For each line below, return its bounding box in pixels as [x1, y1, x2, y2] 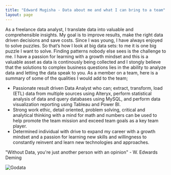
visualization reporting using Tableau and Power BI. [12, 101, 121, 107]
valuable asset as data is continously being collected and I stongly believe [5, 59, 161, 65]
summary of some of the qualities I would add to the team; [5, 75, 128, 81]
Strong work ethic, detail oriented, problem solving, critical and [12, 107, 145, 113]
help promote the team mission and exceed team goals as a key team [12, 117, 159, 123]
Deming [5, 154, 22, 161]
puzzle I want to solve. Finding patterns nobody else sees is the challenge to [5, 48, 166, 54]
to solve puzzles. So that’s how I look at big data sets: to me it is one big [5, 42, 157, 48]
